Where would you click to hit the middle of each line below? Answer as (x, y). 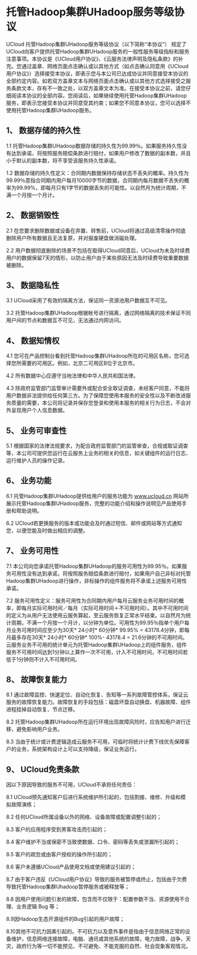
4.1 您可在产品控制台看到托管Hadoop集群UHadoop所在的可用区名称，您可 (95, 356)
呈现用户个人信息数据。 (39, 410)
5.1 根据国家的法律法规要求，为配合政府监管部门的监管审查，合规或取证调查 (97, 446)
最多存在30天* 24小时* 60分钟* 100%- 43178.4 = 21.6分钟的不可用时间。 (99, 637)
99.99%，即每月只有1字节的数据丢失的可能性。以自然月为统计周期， (99, 187)
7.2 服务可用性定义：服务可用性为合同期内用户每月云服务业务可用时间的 (92, 600)
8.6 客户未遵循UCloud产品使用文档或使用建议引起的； (71, 867)
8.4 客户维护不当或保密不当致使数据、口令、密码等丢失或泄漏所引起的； (93, 842)
